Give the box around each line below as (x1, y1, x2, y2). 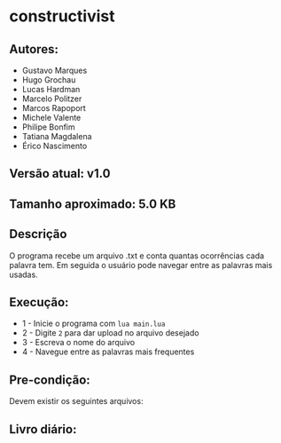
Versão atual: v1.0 (9, 166, 111, 181)
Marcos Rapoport (21, 103, 86, 113)
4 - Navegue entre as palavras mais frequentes (21, 346, 195, 357)
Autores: (9, 42, 59, 57)
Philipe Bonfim (21, 122, 75, 132)
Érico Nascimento (21, 140, 88, 151)
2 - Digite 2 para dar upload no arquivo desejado (21, 328, 199, 338)
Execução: (9, 295, 69, 310)
